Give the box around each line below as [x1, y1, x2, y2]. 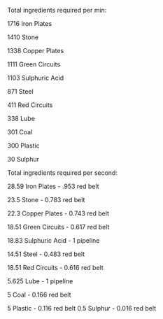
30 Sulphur [7, 155, 40, 163]
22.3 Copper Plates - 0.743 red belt [7, 209, 110, 218]
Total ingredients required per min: [7, 6, 107, 14]
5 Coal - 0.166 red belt [7, 290, 71, 299]
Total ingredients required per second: [7, 169, 118, 177]
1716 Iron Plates [7, 20, 52, 27]
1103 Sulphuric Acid [7, 73, 64, 82]
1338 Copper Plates [7, 47, 64, 55]
